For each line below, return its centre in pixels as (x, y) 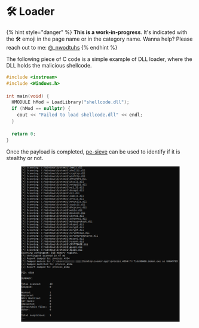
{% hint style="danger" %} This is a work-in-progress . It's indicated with (97, 32)
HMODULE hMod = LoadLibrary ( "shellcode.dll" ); (71, 102)
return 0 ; (24, 134)
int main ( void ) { (28, 96)
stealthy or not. (25, 158)
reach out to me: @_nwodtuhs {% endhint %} (62, 47)
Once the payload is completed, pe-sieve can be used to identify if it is (93, 151)
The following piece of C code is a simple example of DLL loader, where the (99, 59)
